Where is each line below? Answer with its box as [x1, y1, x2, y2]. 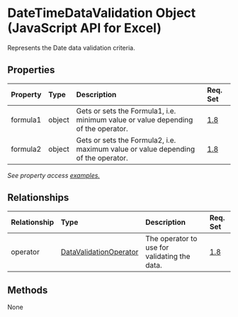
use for [144, 243, 169, 252]
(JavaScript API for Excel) [7, 20, 161, 36]
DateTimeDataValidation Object [7, 5, 196, 21]
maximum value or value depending [76, 144, 195, 154]
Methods [7, 284, 48, 296]
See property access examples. [7, 171, 101, 179]
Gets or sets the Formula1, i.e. [76, 106, 176, 116]
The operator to [144, 233, 198, 243]
